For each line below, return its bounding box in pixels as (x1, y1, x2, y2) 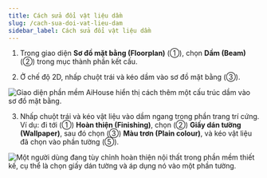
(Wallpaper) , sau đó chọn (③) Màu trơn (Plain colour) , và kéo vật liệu (19, 129, 253, 138)
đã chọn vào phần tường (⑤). (19, 137, 120, 147)
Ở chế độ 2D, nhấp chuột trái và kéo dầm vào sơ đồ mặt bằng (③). (19, 73, 241, 82)
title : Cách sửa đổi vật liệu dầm (8, 11, 124, 20)
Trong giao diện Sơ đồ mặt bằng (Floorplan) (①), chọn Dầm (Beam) (19, 49, 246, 58)
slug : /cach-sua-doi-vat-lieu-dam (8, 19, 124, 27)
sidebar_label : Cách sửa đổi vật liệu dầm (8, 26, 151, 34)
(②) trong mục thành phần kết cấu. (19, 57, 138, 66)
